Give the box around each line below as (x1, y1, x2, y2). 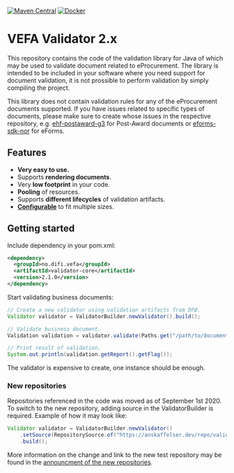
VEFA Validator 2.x (7, 31, 118, 47)
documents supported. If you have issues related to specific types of (7, 104, 205, 113)
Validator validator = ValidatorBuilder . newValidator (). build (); (7, 313, 201, 320)
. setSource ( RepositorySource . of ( (19, 432, 117, 439)
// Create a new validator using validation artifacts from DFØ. (7, 307, 201, 313)
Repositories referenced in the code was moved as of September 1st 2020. (7, 397, 222, 405)
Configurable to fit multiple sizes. (17, 202, 114, 210)
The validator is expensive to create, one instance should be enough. (7, 364, 205, 372)
